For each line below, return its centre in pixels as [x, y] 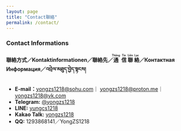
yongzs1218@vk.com [40, 96]
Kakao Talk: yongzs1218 [44, 114]
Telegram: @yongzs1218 [45, 101]
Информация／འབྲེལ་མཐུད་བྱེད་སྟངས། [46, 69]
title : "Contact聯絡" [32, 17]
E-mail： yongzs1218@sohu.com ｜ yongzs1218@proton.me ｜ [89, 89]
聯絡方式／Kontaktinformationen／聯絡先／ [60, 60]
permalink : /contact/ [33, 22]
